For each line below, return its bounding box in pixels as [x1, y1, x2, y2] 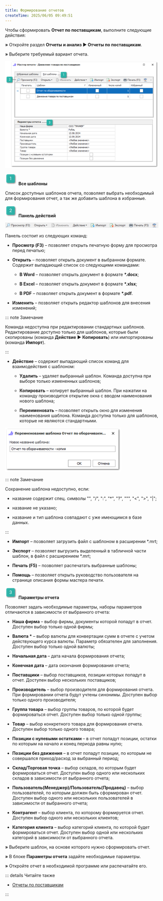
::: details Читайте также [5, 872, 55, 878]
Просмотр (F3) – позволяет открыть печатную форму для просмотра [12, 242, 157, 248]
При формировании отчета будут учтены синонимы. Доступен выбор [12, 691, 157, 697]
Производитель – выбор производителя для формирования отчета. [12, 686, 154, 692]
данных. [12, 519, 29, 525]
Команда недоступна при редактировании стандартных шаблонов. [5, 324, 145, 330]
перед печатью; [12, 247, 46, 253]
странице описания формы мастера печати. [12, 577, 105, 583]
